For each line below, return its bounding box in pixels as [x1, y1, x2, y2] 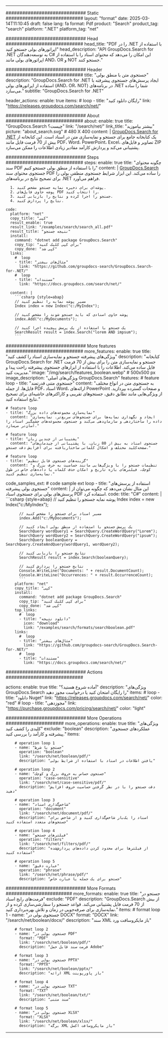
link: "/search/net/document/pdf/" [18, 811, 93, 816]
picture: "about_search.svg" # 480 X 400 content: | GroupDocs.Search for [5, 129, 159, 134]
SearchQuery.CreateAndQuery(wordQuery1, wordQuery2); [5, 542, 120, 547]
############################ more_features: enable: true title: [5, 349, 151, 354]
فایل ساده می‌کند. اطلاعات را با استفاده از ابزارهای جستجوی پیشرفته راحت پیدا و [5, 364, 155, 370]
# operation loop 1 [14, 741, 55, 746]
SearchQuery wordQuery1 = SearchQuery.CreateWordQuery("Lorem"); [18, 529, 158, 534]
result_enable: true [10, 220, 53, 225]
